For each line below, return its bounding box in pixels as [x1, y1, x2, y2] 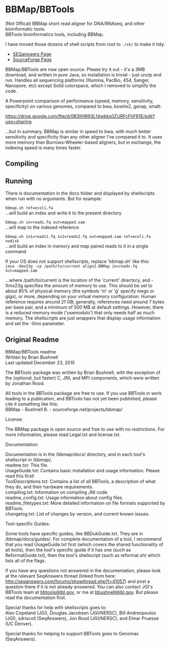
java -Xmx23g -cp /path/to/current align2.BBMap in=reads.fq [5, 264, 138, 269]
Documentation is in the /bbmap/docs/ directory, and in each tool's [5, 451, 146, 457]
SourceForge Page [12, 56, 52, 62]
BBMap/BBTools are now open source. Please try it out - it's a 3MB [5, 66, 145, 72]
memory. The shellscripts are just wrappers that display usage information [5, 315, 161, 321]
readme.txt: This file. [5, 462, 49, 468]
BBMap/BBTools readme [5, 348, 56, 355]
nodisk [5, 238, 19, 244]
